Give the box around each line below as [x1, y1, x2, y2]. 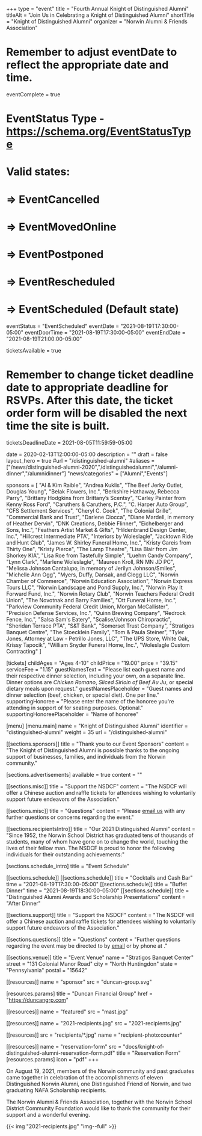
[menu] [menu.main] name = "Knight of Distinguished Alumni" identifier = [6, 722, 188, 729]
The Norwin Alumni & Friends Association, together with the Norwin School [6, 1098, 192, 1105]
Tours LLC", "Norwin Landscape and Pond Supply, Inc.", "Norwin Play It [6, 584, 183, 591]
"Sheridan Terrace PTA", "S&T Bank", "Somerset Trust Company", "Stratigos [6, 622, 194, 629]
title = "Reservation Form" [116, 1049, 181, 1057]
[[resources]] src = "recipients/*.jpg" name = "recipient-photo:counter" [6, 1031, 182, 1039]
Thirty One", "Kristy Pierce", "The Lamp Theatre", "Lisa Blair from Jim [6, 545, 179, 552]
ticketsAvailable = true [6, 347, 61, 354]
